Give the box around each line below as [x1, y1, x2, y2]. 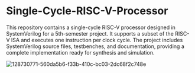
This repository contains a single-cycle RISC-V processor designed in [6, 24, 176, 31]
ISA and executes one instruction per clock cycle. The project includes [11, 36, 183, 43]
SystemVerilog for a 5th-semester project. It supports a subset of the [6, 30, 174, 37]
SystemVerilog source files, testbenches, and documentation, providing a [6, 43, 184, 50]
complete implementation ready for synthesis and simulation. [6, 49, 155, 56]
